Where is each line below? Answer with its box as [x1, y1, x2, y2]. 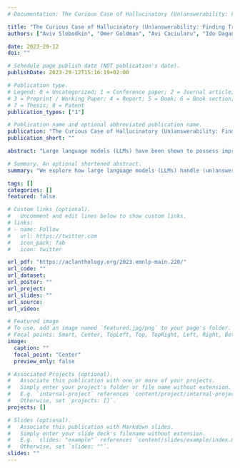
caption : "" [14, 344, 50, 352]
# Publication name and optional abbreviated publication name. [7, 121, 203, 128]
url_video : [7, 305, 40, 312]
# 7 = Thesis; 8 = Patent [7, 101, 84, 109]
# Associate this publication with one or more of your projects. [7, 377, 216, 385]
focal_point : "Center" [14, 351, 81, 358]
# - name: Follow [7, 225, 59, 233]
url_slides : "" [7, 292, 53, 299]
